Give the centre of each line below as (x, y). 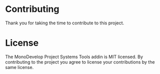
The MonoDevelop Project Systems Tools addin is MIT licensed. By (74, 57)
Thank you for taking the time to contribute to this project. (65, 23)
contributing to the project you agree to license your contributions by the (80, 62)
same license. (19, 67)
